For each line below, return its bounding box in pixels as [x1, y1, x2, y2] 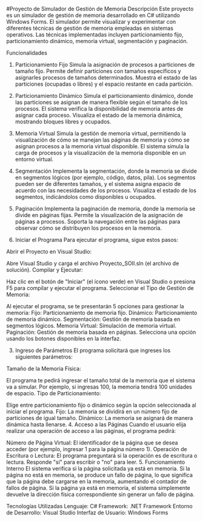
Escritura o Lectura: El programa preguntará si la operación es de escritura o [6, 452, 198, 459]
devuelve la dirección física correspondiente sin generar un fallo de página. [6, 491, 195, 498]
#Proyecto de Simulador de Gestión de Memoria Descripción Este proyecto [6, 5, 194, 12]
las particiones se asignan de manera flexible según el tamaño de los [15, 98, 188, 106]
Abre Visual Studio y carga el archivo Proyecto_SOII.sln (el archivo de [6, 260, 179, 267]
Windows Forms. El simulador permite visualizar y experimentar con [6, 18, 176, 25]
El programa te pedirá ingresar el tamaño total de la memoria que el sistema [6, 377, 196, 384]
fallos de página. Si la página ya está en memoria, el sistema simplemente [6, 485, 191, 491]
